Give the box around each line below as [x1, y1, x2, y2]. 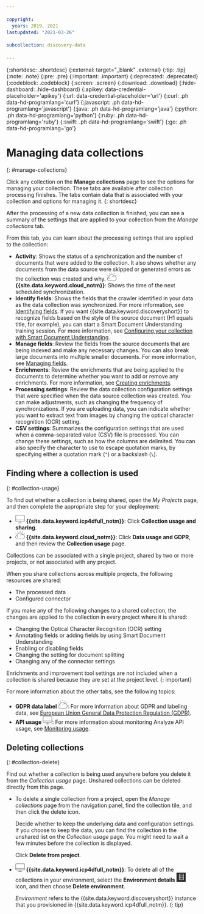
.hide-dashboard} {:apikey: [36, 86, 104, 93]
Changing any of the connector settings [15, 657, 115, 665]
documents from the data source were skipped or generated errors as [15, 265, 191, 273]
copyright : [6, 16, 34, 23]
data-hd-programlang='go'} [6, 124, 76, 131]
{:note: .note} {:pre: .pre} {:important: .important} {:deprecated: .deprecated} [6, 72, 199, 79]
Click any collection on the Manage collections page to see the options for [6, 178, 195, 185]
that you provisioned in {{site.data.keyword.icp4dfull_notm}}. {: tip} [15, 901, 184, 908]
